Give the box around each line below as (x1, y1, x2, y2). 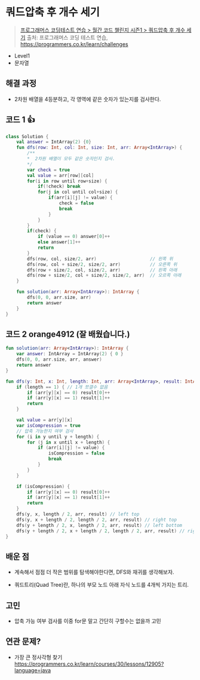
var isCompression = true (16, 422, 81, 428)
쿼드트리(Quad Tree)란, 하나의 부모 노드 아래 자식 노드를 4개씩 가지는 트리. (14, 581, 189, 588)
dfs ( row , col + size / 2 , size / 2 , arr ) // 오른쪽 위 (27, 261, 177, 267)
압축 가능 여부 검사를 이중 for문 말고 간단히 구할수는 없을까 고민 (14, 617, 162, 624)
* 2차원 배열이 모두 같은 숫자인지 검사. (27, 156, 115, 162)
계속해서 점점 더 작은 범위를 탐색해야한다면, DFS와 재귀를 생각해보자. (14, 569, 174, 576)
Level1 (14, 52, 30, 59)
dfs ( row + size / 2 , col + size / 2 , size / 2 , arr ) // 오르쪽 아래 (27, 273, 181, 279)
